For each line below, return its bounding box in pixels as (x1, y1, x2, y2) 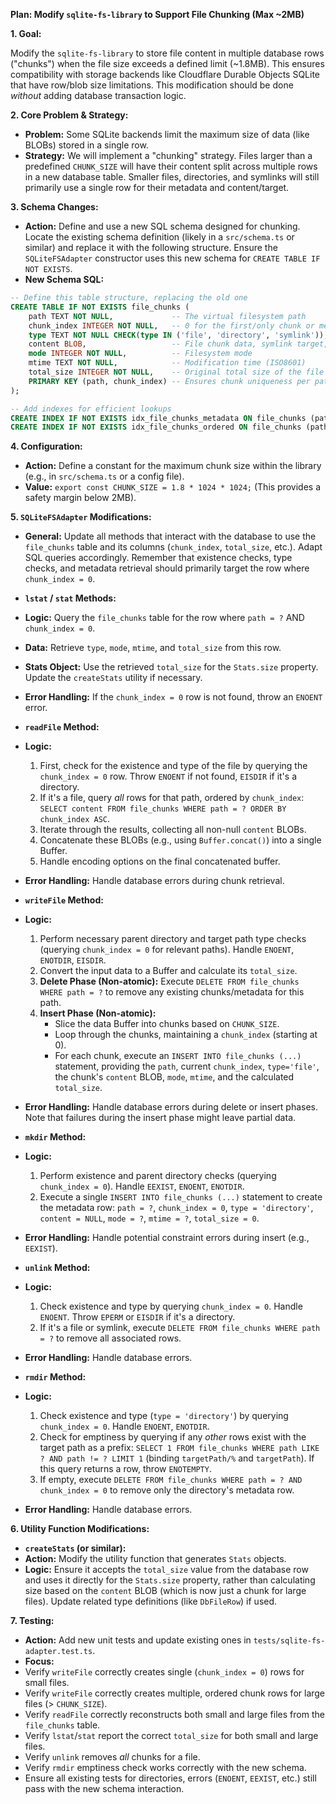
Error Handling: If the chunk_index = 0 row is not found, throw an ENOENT (24, 691, 323, 703)
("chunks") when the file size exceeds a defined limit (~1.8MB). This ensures (10, 58, 325, 69)
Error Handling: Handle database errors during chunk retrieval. (24, 875, 285, 887)
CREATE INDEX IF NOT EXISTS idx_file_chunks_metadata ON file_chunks (10, 413, 307, 423)
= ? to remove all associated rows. (39, 1332, 182, 1344)
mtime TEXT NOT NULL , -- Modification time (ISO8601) (28, 358, 307, 368)
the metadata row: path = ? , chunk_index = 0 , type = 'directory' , (39, 1202, 314, 1214)
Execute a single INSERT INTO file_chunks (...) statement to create (39, 1191, 323, 1203)
